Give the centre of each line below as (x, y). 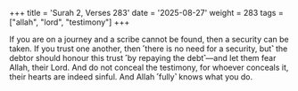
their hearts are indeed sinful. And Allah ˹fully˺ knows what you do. (131, 77)
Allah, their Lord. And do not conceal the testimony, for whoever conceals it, (149, 67)
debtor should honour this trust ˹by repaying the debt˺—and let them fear (143, 58)
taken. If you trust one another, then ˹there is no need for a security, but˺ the (149, 49)
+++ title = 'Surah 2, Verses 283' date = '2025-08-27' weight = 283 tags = (146, 13)
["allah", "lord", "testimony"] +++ (70, 22)
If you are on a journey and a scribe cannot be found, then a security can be (149, 39)
